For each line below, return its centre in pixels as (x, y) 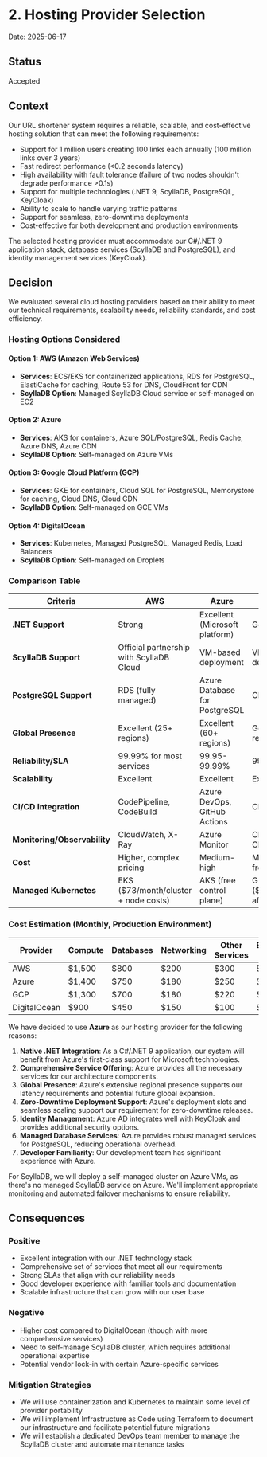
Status (25, 62)
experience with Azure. (58, 1161)
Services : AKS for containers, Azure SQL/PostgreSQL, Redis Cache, (132, 437)
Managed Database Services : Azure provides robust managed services (138, 1135)
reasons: (23, 1035)
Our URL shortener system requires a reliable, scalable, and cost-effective (130, 125)
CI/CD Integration (46, 807)
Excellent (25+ (145, 728)
